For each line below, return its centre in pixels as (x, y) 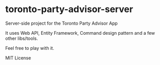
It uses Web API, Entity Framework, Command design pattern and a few (80, 33)
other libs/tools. (22, 38)
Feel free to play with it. (30, 48)
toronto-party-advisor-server (69, 9)
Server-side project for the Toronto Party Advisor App (61, 23)
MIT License (18, 58)
